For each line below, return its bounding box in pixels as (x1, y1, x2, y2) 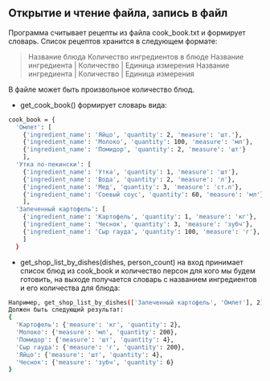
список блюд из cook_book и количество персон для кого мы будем (19, 265, 256, 276)
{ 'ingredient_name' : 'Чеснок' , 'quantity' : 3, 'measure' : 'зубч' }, (22, 220, 253, 228)
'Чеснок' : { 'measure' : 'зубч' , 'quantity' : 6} (15, 358, 174, 367)
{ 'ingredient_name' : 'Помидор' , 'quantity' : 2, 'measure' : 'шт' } (22, 145, 247, 154)
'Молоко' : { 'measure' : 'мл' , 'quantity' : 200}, (15, 329, 178, 337)
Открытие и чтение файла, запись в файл (8, 6, 228, 20)
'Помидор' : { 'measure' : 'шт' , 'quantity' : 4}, (15, 335, 174, 344)
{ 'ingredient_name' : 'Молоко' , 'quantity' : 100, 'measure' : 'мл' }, (22, 138, 253, 146)
